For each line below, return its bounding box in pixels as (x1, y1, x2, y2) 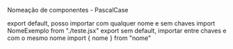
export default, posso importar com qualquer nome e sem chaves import (7, 19, 216, 27)
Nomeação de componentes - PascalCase (7, 6, 129, 14)
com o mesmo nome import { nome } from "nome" (7, 34, 152, 42)
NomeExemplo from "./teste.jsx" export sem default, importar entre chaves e (7, 27, 227, 35)
